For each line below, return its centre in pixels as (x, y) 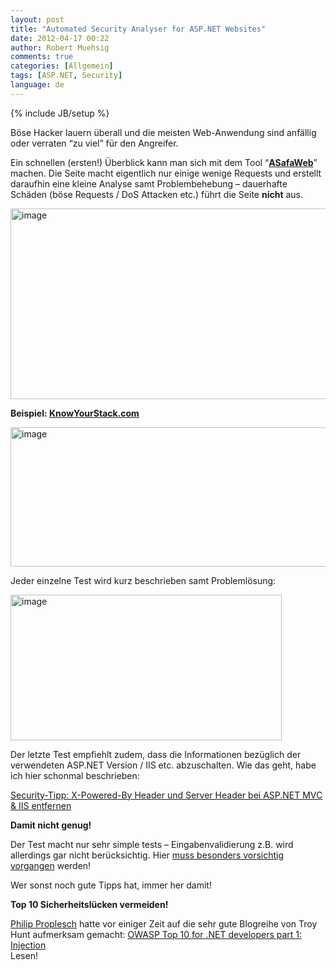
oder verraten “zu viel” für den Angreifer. (94, 143)
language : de (37, 85)
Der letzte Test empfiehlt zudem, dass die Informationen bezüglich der (156, 754)
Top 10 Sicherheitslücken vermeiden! (89, 904)
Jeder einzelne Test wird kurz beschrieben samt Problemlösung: (143, 580)
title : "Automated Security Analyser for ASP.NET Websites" (138, 29)
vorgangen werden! (51, 865)
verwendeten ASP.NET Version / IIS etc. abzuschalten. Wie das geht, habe (163, 765)
